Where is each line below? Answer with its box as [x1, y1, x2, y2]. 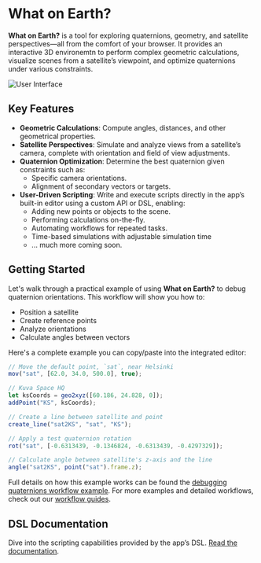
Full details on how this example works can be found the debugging [8, 477, 227, 488]
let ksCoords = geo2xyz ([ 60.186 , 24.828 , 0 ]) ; [8, 392, 164, 399]
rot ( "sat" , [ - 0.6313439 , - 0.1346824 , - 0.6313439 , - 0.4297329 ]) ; [8, 442, 223, 450]
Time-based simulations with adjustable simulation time [31, 231, 212, 241]
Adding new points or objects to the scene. [31, 206, 171, 216]
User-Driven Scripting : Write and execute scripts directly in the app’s [19, 190, 245, 199]
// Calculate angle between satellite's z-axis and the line [8, 456, 213, 464]
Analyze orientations [19, 324, 86, 333]
